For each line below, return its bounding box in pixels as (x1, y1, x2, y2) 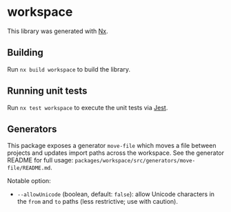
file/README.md (7, 165, 51, 172)
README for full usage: (7, 156, 74, 165)
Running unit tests (7, 85, 88, 97)
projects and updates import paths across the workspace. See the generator (7, 149, 225, 157)
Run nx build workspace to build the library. (7, 65, 131, 73)
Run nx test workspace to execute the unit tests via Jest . (7, 103, 168, 112)
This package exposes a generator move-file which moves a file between (7, 142, 217, 150)
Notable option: (7, 177, 52, 185)
